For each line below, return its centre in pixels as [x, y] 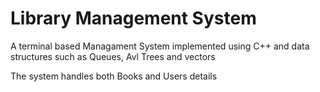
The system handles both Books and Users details [114, 76]
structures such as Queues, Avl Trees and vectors [113, 56]
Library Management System [133, 18]
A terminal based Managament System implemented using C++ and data [160, 46]
